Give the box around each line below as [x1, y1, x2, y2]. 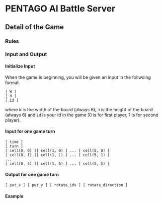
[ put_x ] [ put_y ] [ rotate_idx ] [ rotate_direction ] [5, 183, 128, 188]
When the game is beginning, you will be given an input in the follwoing [5, 74, 151, 80]
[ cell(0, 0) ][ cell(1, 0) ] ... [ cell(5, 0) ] [5, 148, 110, 153]
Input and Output [5, 51, 47, 58]
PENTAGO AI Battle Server [5, 3, 116, 14]
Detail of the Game [5, 23, 64, 31]
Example [5, 193, 24, 199]
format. [5, 79, 20, 85]
